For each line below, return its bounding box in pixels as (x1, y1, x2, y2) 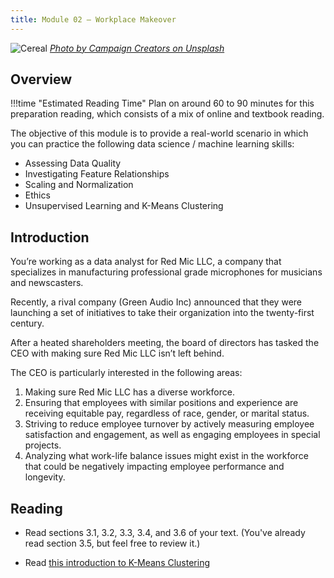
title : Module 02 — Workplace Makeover (10, 14, 177, 25)
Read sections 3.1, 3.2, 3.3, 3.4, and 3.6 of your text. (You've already (24, 527, 306, 539)
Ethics (24, 189, 51, 201)
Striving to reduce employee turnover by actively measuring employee (24, 418, 315, 430)
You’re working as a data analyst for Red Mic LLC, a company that (10, 256, 282, 268)
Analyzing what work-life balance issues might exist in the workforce (24, 450, 309, 462)
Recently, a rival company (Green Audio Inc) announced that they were (10, 296, 302, 308)
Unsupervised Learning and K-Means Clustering (24, 200, 224, 212)
